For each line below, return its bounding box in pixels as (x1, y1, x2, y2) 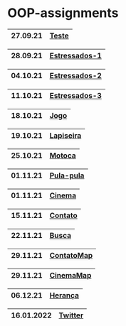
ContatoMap (49, 250, 93, 260)
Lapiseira (49, 130, 82, 140)
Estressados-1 (49, 50, 102, 60)
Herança (49, 290, 80, 300)
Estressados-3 (49, 90, 102, 100)
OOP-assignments (7, 5, 119, 21)
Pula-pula (49, 170, 85, 180)
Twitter (58, 310, 84, 320)
